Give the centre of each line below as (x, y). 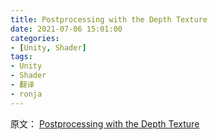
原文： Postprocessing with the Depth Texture (105, 123)
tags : (21, 57)
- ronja (26, 94)
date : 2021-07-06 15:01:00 (66, 29)
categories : (35, 38)
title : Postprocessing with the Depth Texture (109, 19)
